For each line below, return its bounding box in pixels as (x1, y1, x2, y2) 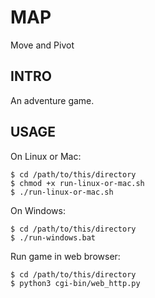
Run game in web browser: (10, 250, 121, 262)
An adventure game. (10, 94, 95, 106)
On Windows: (10, 204, 66, 216)
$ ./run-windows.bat (10, 232, 97, 243)
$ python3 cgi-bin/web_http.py (10, 278, 141, 288)
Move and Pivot (10, 39, 75, 51)
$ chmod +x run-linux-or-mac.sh (10, 178, 145, 188)
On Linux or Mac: (10, 150, 82, 162)
